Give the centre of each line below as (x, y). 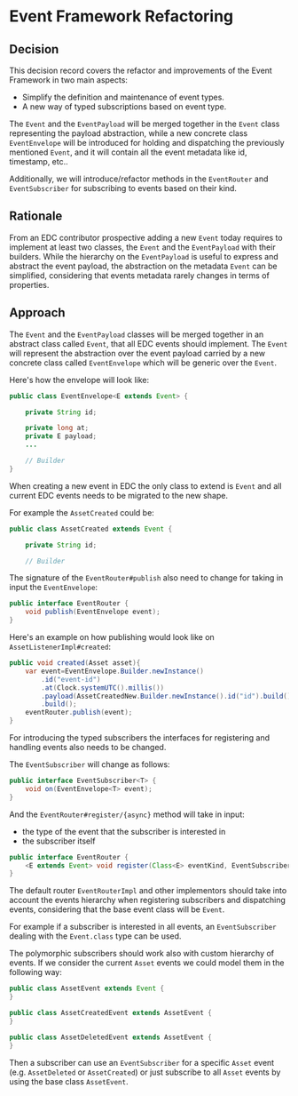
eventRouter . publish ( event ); (79, 713)
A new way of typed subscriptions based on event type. (124, 107)
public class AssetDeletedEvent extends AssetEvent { (111, 1037)
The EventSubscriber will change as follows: (90, 764)
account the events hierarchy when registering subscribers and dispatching (148, 900)
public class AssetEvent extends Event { (87, 988)
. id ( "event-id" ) (71, 679)
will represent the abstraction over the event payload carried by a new (137, 353)
